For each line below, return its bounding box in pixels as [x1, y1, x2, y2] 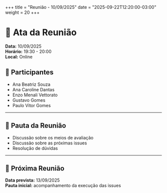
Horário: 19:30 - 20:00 [5, 48, 52, 54]
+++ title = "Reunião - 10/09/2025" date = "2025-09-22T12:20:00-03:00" [5, 4, 157, 10]
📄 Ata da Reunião [5, 27, 77, 38]
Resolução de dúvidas [12, 145, 58, 151]
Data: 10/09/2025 [5, 43, 42, 49]
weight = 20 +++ [5, 9, 40, 15]
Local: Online [5, 54, 33, 60]
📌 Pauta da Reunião [5, 122, 66, 130]
